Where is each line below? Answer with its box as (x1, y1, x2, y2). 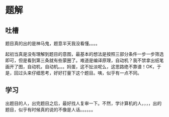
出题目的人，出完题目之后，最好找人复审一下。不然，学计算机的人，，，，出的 (5, 100, 162, 106)
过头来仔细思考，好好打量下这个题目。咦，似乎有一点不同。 (18, 70, 142, 76)
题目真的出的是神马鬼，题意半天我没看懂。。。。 (5, 41, 100, 46)
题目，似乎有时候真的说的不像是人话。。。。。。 (5, 106, 96, 112)
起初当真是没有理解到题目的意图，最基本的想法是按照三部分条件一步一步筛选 (5, 51, 164, 57)
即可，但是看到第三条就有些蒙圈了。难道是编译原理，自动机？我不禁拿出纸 (5, 57, 159, 63)
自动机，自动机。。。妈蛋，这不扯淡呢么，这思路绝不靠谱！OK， (27, 64, 157, 69)
